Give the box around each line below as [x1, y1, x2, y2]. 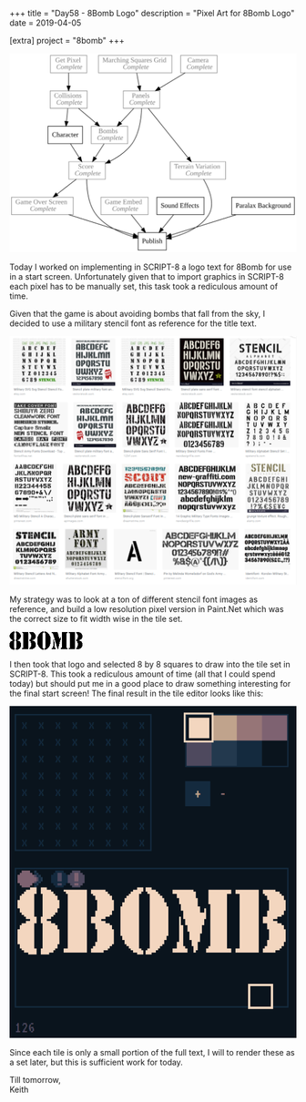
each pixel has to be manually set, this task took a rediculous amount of [9, 281, 279, 291]
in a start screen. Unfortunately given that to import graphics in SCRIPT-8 [9, 270, 284, 281]
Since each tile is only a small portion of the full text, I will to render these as [9, 1046, 295, 1057]
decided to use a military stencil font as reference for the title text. [9, 318, 257, 329]
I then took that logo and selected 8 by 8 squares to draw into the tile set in [9, 659, 291, 669]
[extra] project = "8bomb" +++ [9, 36, 125, 46]
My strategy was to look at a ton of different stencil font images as [9, 594, 258, 605]
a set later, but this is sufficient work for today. [9, 1056, 184, 1067]
